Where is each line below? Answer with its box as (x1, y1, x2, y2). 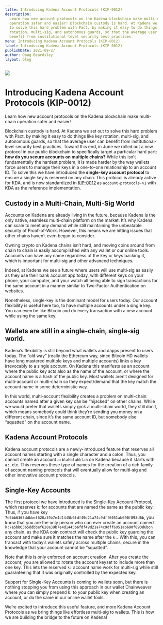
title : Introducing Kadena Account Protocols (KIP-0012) (5, 7, 123, 12)
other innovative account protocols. (5, 472, 76, 478)
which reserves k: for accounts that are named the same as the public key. (5, 504, 154, 510)
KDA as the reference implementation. (5, 185, 81, 191)
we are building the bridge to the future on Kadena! (5, 614, 108, 620)
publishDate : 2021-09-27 (5, 48, 55, 53)
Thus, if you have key (5, 510, 48, 515)
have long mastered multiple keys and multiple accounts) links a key (5, 358, 142, 363)
